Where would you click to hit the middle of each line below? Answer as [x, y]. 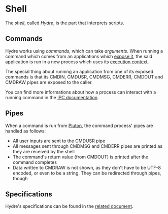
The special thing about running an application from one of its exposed [79, 71]
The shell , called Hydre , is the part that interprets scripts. [65, 23]
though [20, 178]
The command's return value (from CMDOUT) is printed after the [80, 157]
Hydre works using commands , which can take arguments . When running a [84, 51]
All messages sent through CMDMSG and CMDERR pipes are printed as [88, 146]
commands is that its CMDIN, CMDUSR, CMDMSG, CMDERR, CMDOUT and [84, 77]
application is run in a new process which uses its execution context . [77, 62]
